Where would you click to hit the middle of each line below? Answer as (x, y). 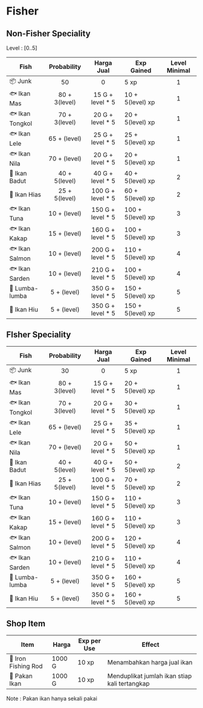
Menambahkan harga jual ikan (150, 662)
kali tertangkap (128, 683)
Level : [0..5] (22, 48)
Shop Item (26, 624)
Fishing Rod (26, 666)
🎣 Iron (18, 658)
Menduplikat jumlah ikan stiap (150, 676)
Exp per (89, 641)
